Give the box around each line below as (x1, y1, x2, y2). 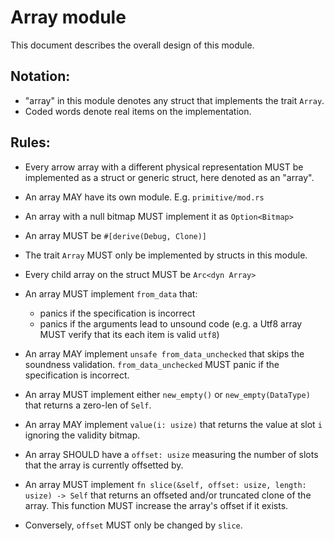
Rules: (10, 134, 51, 151)
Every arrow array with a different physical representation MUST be (24, 161, 304, 173)
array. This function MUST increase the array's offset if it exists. (24, 499, 289, 511)
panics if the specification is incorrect (39, 307, 196, 319)
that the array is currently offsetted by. (24, 459, 184, 471)
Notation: (10, 68, 71, 85)
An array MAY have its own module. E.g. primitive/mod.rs (24, 191, 265, 203)
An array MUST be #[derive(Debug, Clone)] (24, 229, 208, 241)
